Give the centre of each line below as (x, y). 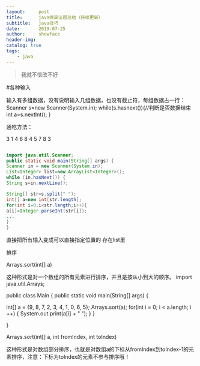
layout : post (28, 12)
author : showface (33, 34)
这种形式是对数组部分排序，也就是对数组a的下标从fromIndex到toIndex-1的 (98, 349)
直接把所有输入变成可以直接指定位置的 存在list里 (66, 240)
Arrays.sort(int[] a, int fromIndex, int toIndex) (62, 337)
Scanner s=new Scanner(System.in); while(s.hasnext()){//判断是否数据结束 (98, 107)
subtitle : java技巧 (32, 23)
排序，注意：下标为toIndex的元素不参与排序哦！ (71, 357)
